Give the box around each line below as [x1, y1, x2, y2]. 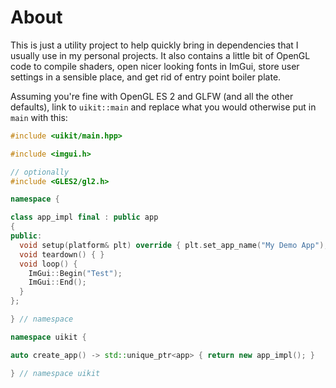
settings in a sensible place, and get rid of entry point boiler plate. [10, 71, 282, 83]
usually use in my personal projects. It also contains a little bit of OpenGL [10, 49, 311, 61]
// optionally [10, 167, 70, 177]
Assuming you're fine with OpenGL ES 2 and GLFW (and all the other [10, 90, 294, 102]
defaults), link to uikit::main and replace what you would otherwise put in [10, 101, 317, 113]
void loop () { [19, 259, 78, 269]
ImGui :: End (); [28, 277, 87, 288]
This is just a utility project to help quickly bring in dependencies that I [10, 39, 299, 51]
